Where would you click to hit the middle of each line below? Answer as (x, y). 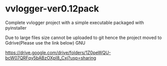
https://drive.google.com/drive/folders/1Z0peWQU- (58, 52)
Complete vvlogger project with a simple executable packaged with (74, 22)
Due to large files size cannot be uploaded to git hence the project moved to (83, 37)
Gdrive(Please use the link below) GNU (45, 42)
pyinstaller (16, 27)
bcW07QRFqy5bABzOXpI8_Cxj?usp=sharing (51, 57)
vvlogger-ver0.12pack (52, 9)
